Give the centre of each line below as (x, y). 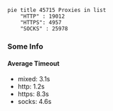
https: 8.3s (33, 94)
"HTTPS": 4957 (41, 23)
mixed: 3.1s (34, 79)
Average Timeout (33, 63)
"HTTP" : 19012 (43, 16)
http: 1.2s (31, 87)
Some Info (26, 46)
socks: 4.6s (34, 102)
